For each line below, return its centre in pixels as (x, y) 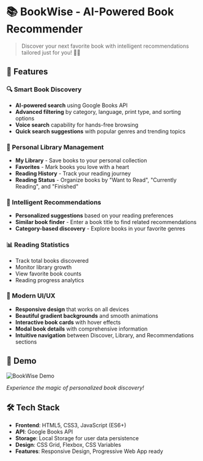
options (25, 118)
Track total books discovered (52, 260)
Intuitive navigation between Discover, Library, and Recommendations (105, 335)
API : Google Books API (44, 432)
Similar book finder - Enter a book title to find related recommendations (106, 222)
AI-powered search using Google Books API (72, 105)
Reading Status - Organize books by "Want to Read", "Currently (96, 180)
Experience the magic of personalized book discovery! (76, 388)
